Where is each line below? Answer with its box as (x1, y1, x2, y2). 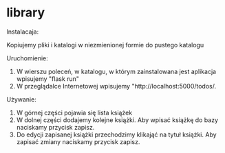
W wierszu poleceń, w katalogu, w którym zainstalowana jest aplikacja (16, 67, 217, 75)
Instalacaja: (6, 27, 39, 36)
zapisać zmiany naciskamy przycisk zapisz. (16, 137, 140, 145)
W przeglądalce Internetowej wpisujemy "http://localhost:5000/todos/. (16, 82, 217, 90)
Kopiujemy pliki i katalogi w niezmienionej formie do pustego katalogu (6, 40, 204, 49)
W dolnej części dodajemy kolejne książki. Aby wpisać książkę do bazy (16, 115, 218, 124)
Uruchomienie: (6, 54, 49, 62)
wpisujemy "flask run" (16, 74, 80, 83)
